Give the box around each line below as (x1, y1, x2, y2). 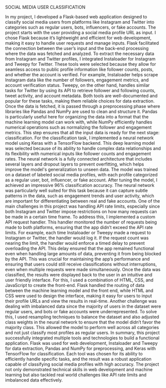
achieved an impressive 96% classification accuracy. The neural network (5, 182, 155, 188)
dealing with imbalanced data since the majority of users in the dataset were (5, 303, 161, 309)
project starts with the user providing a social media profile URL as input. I (5, 30, 156, 35)
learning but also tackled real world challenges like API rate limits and (5, 372, 147, 378)
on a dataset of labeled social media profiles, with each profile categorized (5, 172, 158, 177)
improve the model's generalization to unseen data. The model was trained (5, 166, 158, 172)
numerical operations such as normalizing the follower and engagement (5, 124, 152, 130)
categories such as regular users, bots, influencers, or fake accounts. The (5, 24, 156, 30)
